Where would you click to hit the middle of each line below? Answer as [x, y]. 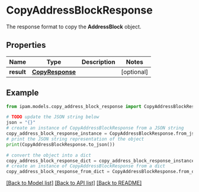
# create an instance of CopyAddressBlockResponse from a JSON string [95, 128]
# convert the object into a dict [49, 155]
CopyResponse [54, 71]
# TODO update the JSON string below [53, 117]
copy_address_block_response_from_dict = [58, 172]
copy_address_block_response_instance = [57, 134]
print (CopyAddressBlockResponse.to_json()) [61, 144]
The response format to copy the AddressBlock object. [74, 27]
